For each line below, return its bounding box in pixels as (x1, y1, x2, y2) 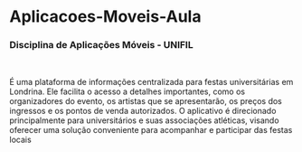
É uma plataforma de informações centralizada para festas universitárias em (9, 77, 294, 88)
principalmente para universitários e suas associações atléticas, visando (9, 115, 279, 126)
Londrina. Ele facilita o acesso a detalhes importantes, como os (9, 86, 246, 97)
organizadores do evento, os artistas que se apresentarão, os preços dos (9, 96, 283, 107)
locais (9, 134, 32, 146)
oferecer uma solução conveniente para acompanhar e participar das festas (9, 125, 293, 136)
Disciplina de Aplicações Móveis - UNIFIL (9, 39, 193, 52)
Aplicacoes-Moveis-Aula (9, 6, 202, 27)
